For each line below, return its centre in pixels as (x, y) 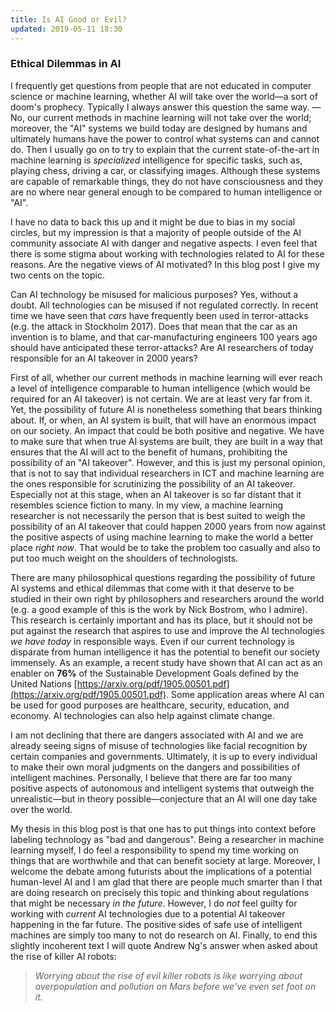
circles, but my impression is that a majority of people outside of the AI (156, 232)
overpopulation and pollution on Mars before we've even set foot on (175, 986)
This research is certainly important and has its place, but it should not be (161, 620)
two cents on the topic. (57, 275)
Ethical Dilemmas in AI (66, 64)
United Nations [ (44, 683)
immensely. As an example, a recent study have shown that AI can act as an (166, 662)
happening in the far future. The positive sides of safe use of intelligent (156, 924)
